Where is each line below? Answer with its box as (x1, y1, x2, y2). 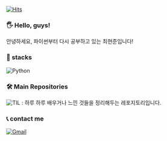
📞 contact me (6, 114, 44, 123)
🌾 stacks (6, 53, 32, 61)
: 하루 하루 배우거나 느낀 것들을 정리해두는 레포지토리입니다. (21, 99, 162, 106)
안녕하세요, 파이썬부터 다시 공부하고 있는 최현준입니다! (6, 38, 134, 45)
